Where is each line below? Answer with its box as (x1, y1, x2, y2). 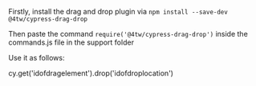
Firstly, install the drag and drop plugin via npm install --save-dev (8, 7, 229, 16)
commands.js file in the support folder (8, 37, 135, 47)
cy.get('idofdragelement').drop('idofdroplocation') (8, 68, 174, 78)
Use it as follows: (8, 53, 65, 62)
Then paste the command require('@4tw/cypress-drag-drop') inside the (8, 29, 249, 38)
